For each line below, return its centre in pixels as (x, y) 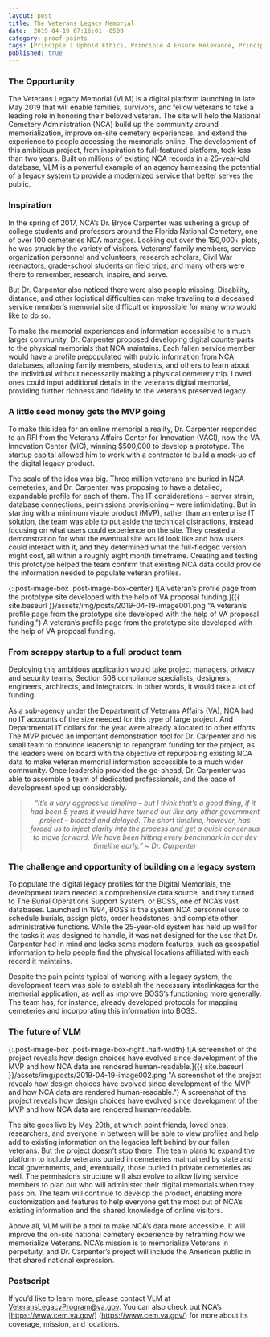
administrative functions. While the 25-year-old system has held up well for (133, 927)
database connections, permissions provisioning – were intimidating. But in (132, 504)
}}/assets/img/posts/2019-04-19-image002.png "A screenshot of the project (135, 1075)
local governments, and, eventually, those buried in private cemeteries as (130, 1167)
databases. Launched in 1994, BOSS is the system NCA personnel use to (129, 910)
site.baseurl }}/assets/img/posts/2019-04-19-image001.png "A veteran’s (128, 605)
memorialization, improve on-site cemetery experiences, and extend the (128, 133)
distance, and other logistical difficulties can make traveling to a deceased (131, 298)
